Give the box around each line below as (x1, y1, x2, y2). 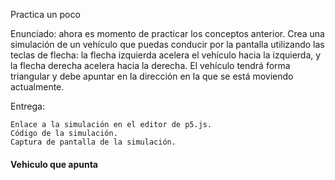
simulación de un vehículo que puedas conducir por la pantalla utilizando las (10, 39, 325, 50)
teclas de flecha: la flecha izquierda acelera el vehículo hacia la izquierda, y (10, 49, 322, 61)
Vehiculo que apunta (10, 158, 98, 170)
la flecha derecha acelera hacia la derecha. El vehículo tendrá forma (10, 60, 291, 71)
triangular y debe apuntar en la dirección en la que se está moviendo (10, 70, 294, 82)
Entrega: (10, 100, 45, 112)
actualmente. (10, 81, 65, 93)
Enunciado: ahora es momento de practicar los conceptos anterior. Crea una (10, 28, 325, 39)
